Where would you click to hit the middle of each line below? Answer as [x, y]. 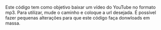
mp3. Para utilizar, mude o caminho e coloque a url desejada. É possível [81, 12]
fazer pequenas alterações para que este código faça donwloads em [78, 18]
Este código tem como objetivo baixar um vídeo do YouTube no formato [81, 7]
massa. [13, 23]
